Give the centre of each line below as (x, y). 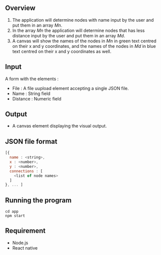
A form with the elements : (32, 79)
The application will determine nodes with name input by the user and (83, 20)
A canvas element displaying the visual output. (60, 126)
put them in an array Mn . (37, 25)
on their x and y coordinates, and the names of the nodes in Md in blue (84, 46)
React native (25, 248)
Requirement (25, 231)
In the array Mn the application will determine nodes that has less (79, 30)
